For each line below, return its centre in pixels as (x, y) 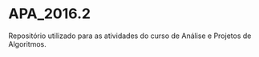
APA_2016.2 (49, 14)
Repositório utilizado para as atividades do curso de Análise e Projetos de (130, 36)
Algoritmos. (27, 44)
